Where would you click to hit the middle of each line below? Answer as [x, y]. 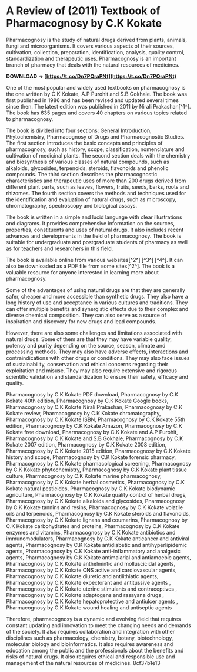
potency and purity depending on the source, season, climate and [86, 345]
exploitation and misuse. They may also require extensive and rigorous [92, 371]
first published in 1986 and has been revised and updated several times [93, 100]
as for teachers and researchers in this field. [60, 248]
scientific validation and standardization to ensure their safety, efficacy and [97, 376]
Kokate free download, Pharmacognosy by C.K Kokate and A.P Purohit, [92, 432]
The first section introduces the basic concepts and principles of [84, 143]
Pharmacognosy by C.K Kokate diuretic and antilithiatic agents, [82, 576]
